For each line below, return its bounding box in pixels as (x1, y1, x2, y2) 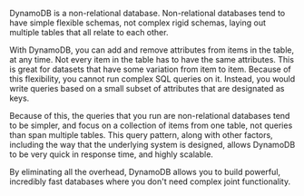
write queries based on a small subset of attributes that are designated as (9, 83, 285, 93)
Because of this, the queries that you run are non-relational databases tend (9, 111, 290, 121)
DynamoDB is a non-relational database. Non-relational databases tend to (9, 8, 286, 18)
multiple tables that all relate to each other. (9, 27, 169, 37)
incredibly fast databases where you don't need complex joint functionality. (9, 176, 291, 187)
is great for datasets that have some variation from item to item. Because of (9, 64, 292, 74)
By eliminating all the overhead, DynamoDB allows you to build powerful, (9, 167, 281, 177)
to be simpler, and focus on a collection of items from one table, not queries (9, 120, 293, 131)
